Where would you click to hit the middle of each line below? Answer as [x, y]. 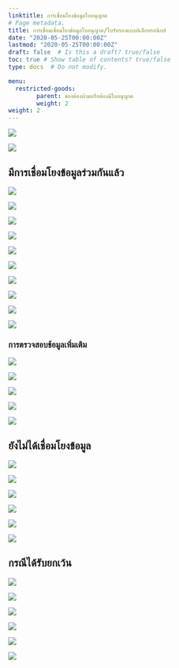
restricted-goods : [46, 89]
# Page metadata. [37, 23]
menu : [17, 81]
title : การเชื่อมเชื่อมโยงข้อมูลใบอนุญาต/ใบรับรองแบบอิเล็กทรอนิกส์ [87, 30]
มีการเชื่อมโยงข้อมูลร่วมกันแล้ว [66, 172]
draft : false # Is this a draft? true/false [84, 52]
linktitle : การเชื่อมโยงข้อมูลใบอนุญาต [58, 15]
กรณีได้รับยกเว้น [40, 563]
